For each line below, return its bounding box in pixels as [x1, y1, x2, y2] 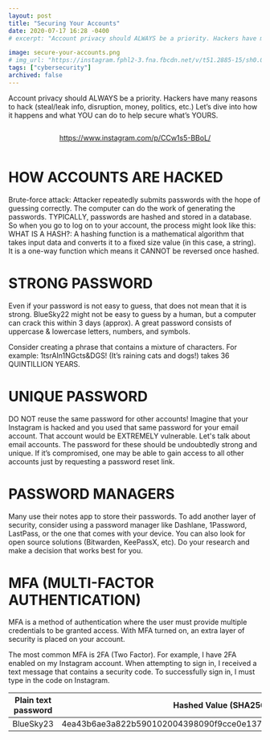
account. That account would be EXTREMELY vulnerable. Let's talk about [8, 431, 251, 441]
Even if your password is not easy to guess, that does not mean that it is [8, 301, 247, 310]
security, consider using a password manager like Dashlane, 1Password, [8, 520, 247, 529]
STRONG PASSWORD [8, 274, 153, 292]
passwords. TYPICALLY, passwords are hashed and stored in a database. [8, 212, 252, 221]
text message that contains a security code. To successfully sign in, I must [8, 667, 256, 676]
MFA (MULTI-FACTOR [8, 573, 154, 592]
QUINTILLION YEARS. [8, 359, 80, 368]
